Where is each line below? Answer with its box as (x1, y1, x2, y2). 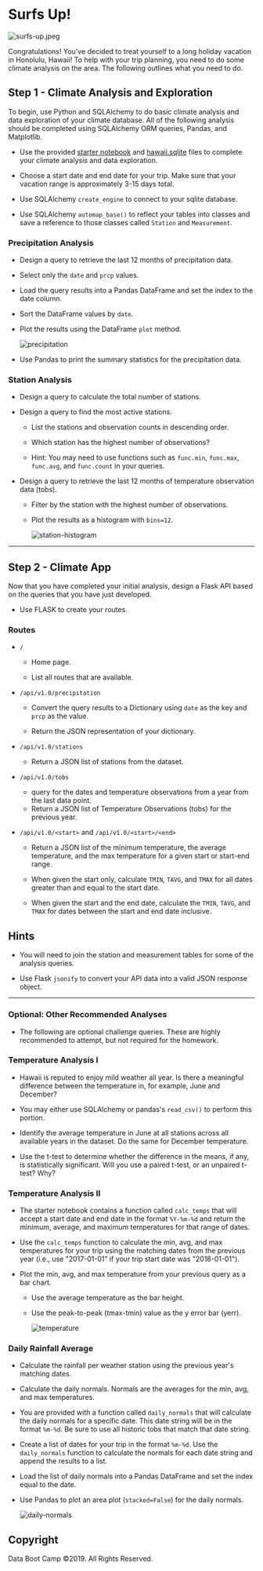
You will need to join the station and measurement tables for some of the (19, 950, 254, 960)
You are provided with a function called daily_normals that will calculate (19, 1408, 252, 1417)
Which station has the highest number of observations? (31, 438, 210, 447)
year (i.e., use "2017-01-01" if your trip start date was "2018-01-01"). (19, 1254, 240, 1264)
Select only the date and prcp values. (19, 271, 139, 280)
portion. (19, 1113, 45, 1122)
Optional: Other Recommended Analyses (8, 1009, 168, 1020)
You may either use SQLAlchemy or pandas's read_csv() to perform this (19, 1104, 252, 1114)
